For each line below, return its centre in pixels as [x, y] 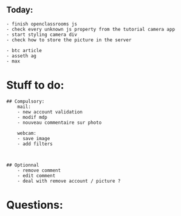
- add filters [35, 144]
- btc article [24, 50]
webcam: [27, 133]
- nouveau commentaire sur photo [60, 123]
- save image [34, 138]
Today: [20, 10]
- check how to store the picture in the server [69, 40]
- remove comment [39, 170]
